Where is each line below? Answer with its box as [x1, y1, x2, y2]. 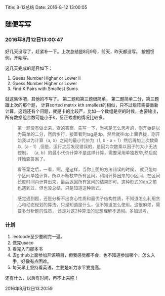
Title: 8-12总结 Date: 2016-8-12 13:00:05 [5, 4, 87, 10]
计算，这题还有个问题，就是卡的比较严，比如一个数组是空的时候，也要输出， [5, 108, 161, 114]
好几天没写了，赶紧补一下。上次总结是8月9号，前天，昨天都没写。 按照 [5, 49, 151, 54]
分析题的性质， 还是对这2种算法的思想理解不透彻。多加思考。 [26, 207, 152, 214]
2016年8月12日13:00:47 [5, 36, 63, 43]
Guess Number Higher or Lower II [12, 75, 81, 81]
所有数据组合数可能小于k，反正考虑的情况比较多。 [5, 114, 107, 120]
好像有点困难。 [21, 258, 52, 264]
